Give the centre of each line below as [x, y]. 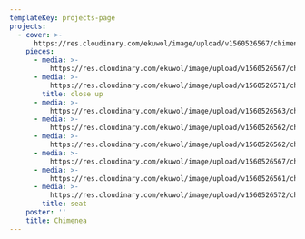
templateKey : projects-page [63, 18]
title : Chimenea [57, 220]
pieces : [40, 52]
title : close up [73, 94]
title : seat [65, 204]
